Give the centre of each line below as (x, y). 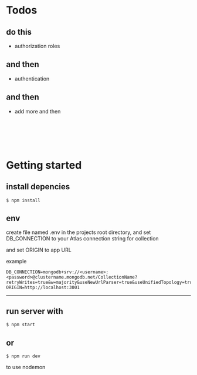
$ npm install (23, 200)
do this (19, 32)
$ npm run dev (23, 356)
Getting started (44, 165)
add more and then (38, 111)
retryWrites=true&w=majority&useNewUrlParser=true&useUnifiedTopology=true (101, 283)
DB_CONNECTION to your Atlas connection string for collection (83, 239)
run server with (35, 311)
